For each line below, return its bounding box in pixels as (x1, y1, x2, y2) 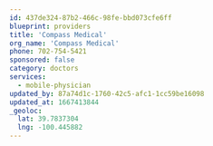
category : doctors (9, 64, 79, 73)
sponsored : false (9, 55, 75, 64)
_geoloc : (9, 106, 43, 115)
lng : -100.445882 (17, 123, 83, 132)
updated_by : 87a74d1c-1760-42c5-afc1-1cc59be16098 (9, 89, 205, 98)
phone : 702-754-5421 (9, 47, 88, 56)
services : (9, 73, 47, 82)
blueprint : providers (9, 22, 92, 31)
